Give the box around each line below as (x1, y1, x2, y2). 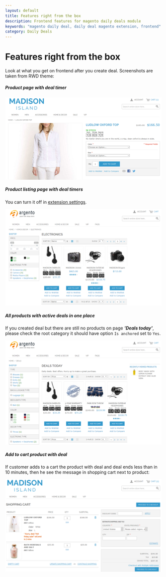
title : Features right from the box (5, 13, 81, 18)
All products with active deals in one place (5, 312, 95, 318)
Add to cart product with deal (5, 451, 68, 457)
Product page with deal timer (5, 84, 67, 90)
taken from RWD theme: (5, 73, 55, 79)
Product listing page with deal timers (5, 186, 83, 192)
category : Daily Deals (5, 29, 52, 34)
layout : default (5, 8, 39, 13)
